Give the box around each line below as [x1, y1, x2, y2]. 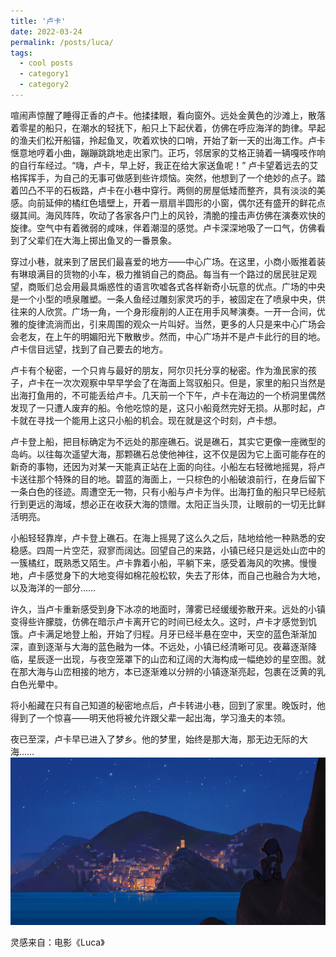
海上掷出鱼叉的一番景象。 [71, 234, 177, 246]
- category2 [19, 80, 70, 90]
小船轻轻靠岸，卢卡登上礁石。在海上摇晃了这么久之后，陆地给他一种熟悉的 [10, 531, 317, 544]
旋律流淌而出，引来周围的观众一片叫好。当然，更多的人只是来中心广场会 [27, 318, 326, 330]
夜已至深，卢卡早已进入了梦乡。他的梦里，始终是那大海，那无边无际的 [10, 733, 300, 745]
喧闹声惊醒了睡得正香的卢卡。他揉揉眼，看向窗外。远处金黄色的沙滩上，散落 [10, 109, 326, 121]
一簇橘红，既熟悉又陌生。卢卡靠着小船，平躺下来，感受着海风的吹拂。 [10, 556, 300, 569]
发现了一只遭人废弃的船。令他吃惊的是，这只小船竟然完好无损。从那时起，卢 [10, 401, 326, 414]
